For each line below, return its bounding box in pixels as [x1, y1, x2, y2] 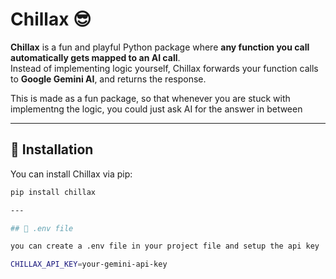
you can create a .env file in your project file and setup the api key [10, 241, 320, 252]
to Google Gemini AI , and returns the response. [10, 73, 207, 85]
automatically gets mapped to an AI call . [10, 51, 181, 63]
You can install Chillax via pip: [10, 168, 133, 180]
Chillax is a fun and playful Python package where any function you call [10, 41, 310, 53]
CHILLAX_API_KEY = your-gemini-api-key [10, 259, 168, 270]
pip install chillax [10, 187, 97, 197]
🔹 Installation [10, 141, 94, 158]
